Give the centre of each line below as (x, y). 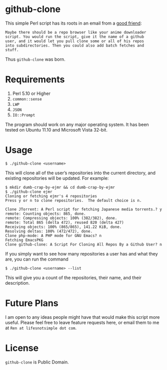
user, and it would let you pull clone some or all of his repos (74, 41)
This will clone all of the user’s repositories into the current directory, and (80, 173)
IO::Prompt (24, 115)
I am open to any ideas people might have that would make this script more (82, 317)
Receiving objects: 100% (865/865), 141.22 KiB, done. (63, 227)
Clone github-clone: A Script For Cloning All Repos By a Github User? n (84, 244)
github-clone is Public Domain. (37, 362)
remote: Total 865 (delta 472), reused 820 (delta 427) (64, 222)
